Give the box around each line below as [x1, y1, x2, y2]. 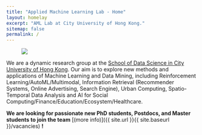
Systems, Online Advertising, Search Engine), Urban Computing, [6, 85, 167, 93]
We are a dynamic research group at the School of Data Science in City [6, 59, 184, 67]
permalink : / [6, 31, 39, 38]
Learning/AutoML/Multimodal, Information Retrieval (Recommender [6, 79, 175, 86]
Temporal [6, 91, 30, 99]
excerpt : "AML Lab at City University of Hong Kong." [6, 20, 146, 26]
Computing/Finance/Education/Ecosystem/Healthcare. [6, 98, 143, 105]
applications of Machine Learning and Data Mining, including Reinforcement [6, 72, 196, 79]
